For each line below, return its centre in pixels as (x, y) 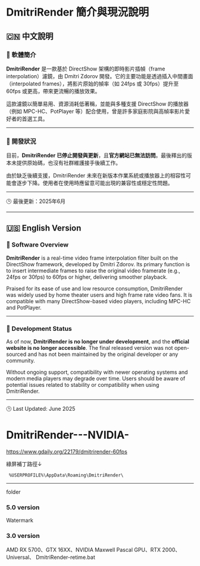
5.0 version (23, 507)
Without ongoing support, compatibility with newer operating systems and (97, 372)
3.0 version (23, 536)
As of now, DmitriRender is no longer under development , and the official (98, 342)
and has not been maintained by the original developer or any (103, 354)
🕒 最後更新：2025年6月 (36, 201)
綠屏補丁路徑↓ (24, 464)
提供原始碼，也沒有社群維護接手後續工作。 (68, 163)
